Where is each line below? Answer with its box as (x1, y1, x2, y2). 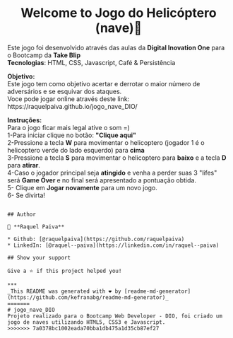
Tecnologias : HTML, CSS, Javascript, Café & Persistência (7, 58, 176, 66)
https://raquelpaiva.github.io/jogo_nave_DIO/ (7, 102, 138, 110)
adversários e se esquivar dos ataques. (7, 87, 122, 95)
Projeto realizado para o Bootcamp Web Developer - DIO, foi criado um (7, 313, 222, 320)
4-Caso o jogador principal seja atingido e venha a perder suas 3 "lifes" (7, 168, 217, 177)
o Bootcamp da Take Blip (7, 51, 81, 59)
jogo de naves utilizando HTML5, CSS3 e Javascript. (7, 318, 166, 326)
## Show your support (7, 254, 71, 261)
